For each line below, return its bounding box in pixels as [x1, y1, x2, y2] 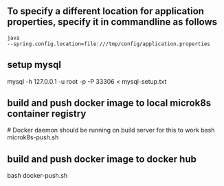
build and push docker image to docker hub [7, 153, 197, 165]
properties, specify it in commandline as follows [7, 16, 218, 28]
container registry [7, 108, 87, 119]
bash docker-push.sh [7, 172, 68, 180]
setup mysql [7, 59, 62, 71]
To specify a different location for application [7, 5, 205, 17]
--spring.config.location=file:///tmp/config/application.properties [7, 40, 211, 47]
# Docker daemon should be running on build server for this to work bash [7, 126, 215, 135]
